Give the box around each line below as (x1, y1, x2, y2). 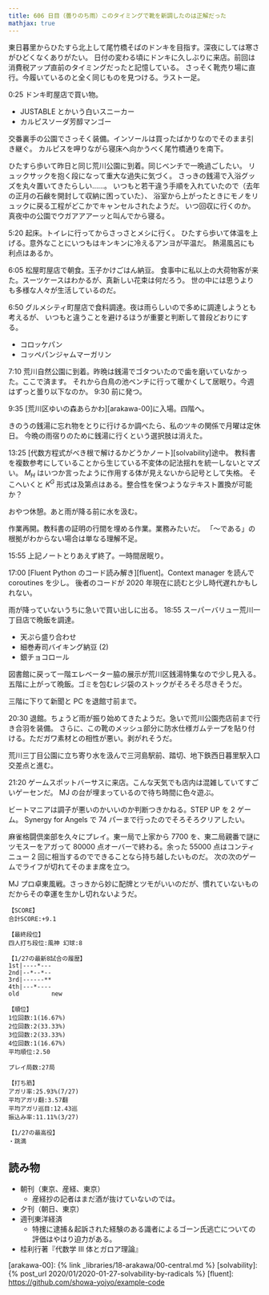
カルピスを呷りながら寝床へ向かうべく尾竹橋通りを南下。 (38, 144, 228, 153)
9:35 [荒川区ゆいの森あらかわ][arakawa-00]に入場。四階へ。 (8, 403, 209, 413)
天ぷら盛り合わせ (19, 632, 77, 641)
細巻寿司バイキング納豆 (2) (19, 641, 110, 651)
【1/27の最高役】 (8, 1129, 58, 1137)
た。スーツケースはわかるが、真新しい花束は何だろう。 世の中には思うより (8, 275, 255, 285)
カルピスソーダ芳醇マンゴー (19, 116, 112, 126)
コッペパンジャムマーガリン (19, 349, 112, 359)
